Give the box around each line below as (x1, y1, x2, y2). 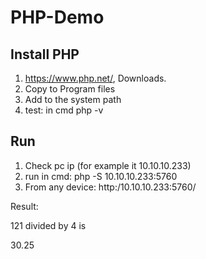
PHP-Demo (10, 6, 105, 29)
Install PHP (10, 46, 80, 63)
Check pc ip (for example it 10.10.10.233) (24, 159, 192, 171)
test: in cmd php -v (24, 104, 104, 116)
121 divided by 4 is (10, 219, 87, 231)
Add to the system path (24, 94, 122, 105)
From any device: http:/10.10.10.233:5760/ (24, 181, 197, 193)
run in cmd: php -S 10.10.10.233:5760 (24, 170, 178, 182)
